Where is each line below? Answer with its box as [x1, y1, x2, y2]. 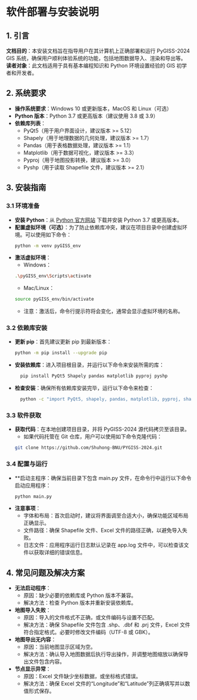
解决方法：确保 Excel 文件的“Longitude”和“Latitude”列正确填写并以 [23, 680, 185, 687]
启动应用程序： [14, 482, 51, 489]
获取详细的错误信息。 [34, 549, 86, 556]
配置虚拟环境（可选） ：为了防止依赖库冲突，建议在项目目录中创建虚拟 [14, 224, 182, 231]
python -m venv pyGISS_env [14, 242, 81, 249]
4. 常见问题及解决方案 [6, 568, 85, 578]
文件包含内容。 [28, 658, 65, 665]
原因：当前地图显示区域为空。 [23, 644, 96, 651]
